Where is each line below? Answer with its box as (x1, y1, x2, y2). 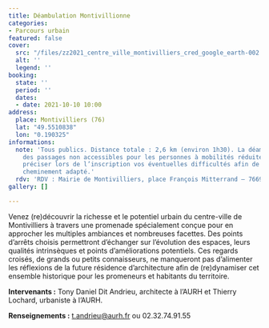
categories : (8, 19, 48, 27)
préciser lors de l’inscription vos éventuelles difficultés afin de (22, 161, 260, 169)
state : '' (15, 78, 48, 86)
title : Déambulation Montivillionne (8, 11, 130, 20)
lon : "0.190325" (15, 130, 70, 138)
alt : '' (15, 57, 42, 65)
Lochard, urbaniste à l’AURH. (8, 295, 103, 305)
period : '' (15, 86, 52, 94)
